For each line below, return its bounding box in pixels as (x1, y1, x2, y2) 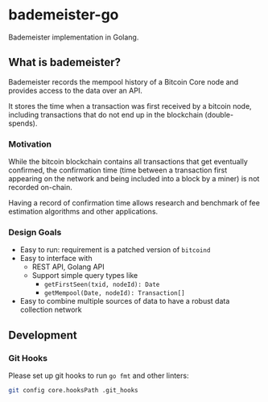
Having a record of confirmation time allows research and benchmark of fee (8, 198, 260, 208)
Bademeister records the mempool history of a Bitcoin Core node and (8, 77, 239, 86)
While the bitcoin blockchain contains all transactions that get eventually (8, 157, 248, 167)
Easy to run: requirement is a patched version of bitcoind (19, 245, 211, 255)
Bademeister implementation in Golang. (8, 32, 139, 42)
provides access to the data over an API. (8, 85, 142, 95)
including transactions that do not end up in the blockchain (8, 110, 204, 119)
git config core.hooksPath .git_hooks (8, 387, 138, 395)
